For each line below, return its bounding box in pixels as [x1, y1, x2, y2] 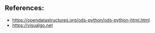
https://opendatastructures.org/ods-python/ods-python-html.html [12, 17, 150, 23]
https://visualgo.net [12, 22, 53, 28]
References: [5, 4, 44, 12]
